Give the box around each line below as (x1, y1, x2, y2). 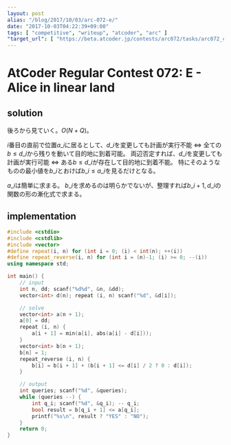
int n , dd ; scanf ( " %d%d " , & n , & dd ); (19, 285, 125, 292)
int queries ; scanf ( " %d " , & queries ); (19, 387, 128, 394)
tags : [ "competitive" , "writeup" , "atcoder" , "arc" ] (7, 29, 168, 36)
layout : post (7, 10, 45, 17)
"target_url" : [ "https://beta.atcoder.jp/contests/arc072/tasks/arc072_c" (7, 36, 229, 43)
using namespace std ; (7, 261, 69, 268)
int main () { (7, 273, 45, 280)
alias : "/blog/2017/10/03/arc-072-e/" (7, 17, 118, 23)
